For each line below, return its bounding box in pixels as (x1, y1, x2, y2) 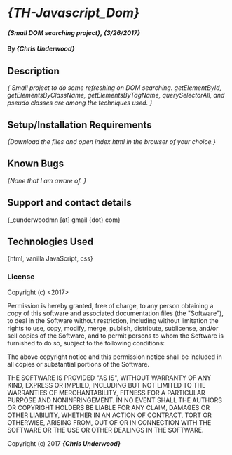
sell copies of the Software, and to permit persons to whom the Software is (7, 331, 224, 340)
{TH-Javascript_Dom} (7, 5, 140, 21)
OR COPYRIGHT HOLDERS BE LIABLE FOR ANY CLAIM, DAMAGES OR (7, 403, 210, 411)
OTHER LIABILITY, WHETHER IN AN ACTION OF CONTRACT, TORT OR (7, 411, 212, 419)
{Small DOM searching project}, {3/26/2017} (7, 28, 141, 37)
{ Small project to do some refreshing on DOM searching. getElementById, (7, 84, 222, 92)
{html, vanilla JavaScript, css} (7, 254, 93, 263)
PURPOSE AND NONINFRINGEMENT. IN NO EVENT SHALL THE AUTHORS (7, 395, 223, 404)
